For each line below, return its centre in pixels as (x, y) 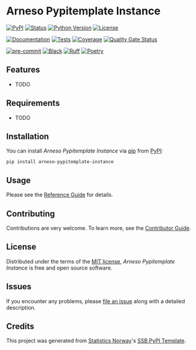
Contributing (31, 213)
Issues (19, 287)
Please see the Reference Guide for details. (60, 195)
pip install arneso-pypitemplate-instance (60, 162)
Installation (28, 136)
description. (21, 307)
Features (23, 70)
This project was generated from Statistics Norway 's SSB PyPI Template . (96, 341)
